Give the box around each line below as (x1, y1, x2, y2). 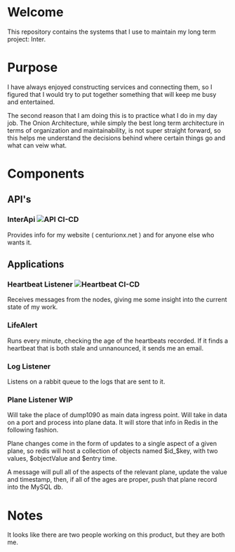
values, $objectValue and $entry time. (7, 454, 117, 463)
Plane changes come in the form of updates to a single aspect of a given (7, 440, 217, 448)
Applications (7, 258, 65, 270)
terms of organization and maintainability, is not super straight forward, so (7, 126, 221, 134)
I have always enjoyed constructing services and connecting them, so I (7, 82, 213, 91)
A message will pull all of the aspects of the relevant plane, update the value (7, 468, 228, 476)
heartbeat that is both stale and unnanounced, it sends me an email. (7, 343, 204, 352)
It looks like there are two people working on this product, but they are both (7, 531, 225, 539)
